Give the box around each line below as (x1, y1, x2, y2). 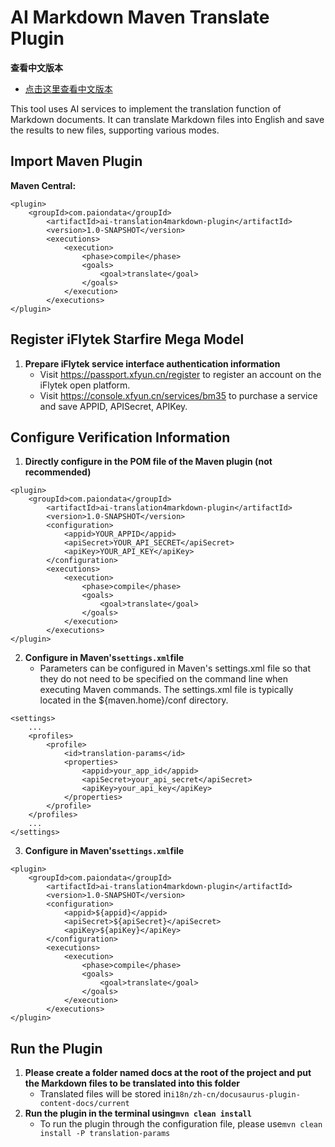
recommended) (24, 466, 92, 478)
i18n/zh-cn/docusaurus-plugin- (170, 1090, 301, 1100)
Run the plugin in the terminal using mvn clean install (24, 1107, 252, 1120)
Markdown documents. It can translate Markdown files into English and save (10, 113, 325, 125)
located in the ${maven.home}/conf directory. (39, 694, 229, 706)
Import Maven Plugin (10, 153, 143, 170)
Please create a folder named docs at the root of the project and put (24, 1067, 312, 1079)
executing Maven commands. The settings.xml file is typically (39, 684, 294, 696)
